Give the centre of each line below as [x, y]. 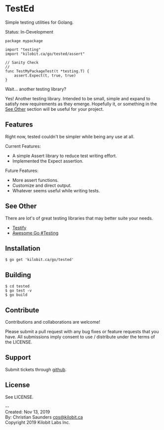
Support [18, 358]
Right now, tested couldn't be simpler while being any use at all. [70, 136]
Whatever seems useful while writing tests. [56, 190]
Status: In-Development [29, 32]
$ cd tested [17, 286]
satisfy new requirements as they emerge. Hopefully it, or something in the [81, 104]
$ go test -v [19, 291]
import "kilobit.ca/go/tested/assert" [45, 54]
